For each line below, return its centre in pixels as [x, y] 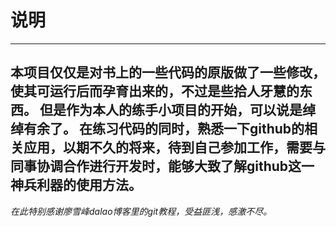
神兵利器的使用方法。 [76, 185]
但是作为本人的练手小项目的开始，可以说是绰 [177, 110]
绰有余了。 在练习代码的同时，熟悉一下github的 [157, 129]
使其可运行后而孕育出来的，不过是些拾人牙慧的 [155, 91]
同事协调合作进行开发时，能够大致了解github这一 [162, 166]
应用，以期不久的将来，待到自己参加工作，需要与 [174, 147]
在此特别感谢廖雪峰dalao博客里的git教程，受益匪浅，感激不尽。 [141, 211]
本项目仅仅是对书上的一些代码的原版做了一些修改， [168, 72]
